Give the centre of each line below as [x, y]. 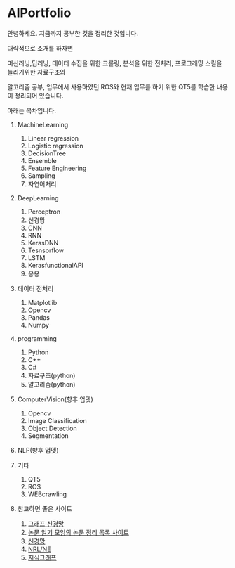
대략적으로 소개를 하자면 [40, 48]
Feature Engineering [57, 168]
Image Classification [58, 420]
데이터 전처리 [35, 288]
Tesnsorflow [46, 250]
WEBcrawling [47, 494]
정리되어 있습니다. [39, 96]
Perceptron [44, 212]
